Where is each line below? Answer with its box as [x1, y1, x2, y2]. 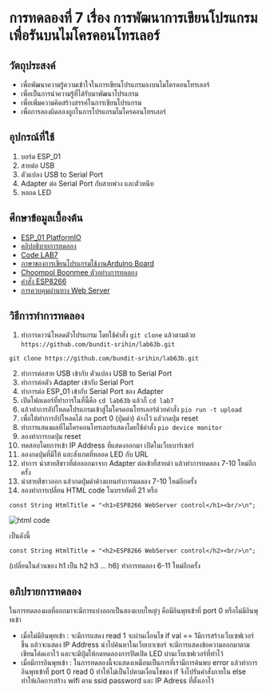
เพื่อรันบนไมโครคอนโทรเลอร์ [9, 26, 161, 45]
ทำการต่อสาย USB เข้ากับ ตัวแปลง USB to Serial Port [20, 368, 173, 378]
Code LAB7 [20, 249, 58, 260]
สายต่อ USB [20, 161, 55, 170]
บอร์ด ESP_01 [20, 151, 61, 161]
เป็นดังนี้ [9, 531, 30, 540]
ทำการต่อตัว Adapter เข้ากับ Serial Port [20, 377, 134, 388]
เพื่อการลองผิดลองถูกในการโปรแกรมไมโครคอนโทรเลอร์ [20, 107, 167, 116]
